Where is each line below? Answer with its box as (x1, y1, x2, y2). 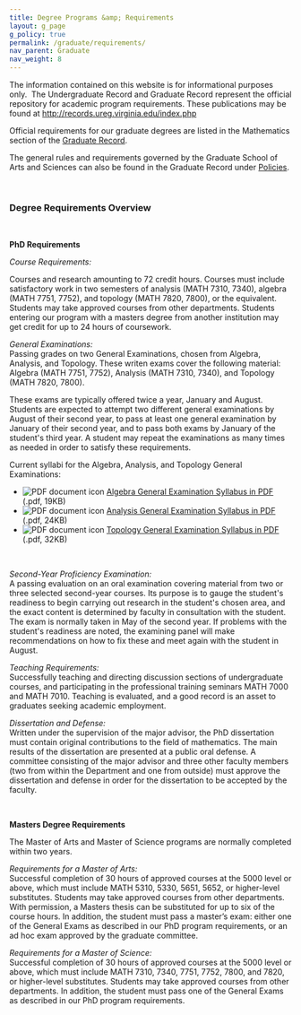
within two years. (9, 846, 73, 857)
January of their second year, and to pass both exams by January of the (9, 423, 276, 434)
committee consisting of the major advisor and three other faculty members (9, 756, 289, 767)
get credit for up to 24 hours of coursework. (9, 322, 172, 333)
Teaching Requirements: (9, 663, 99, 673)
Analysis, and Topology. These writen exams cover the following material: (9, 358, 281, 369)
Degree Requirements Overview (9, 201, 151, 213)
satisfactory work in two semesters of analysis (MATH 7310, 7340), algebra (9, 283, 287, 294)
